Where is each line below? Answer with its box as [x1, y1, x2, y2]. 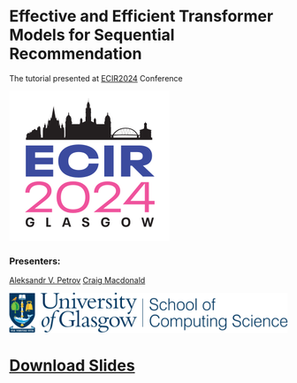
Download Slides [9, 356, 135, 375]
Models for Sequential [9, 25, 175, 45]
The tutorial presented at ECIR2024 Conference [9, 73, 183, 83]
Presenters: [9, 255, 61, 267]
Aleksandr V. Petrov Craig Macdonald [9, 275, 146, 286]
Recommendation [9, 44, 142, 64]
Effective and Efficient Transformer [9, 6, 274, 27]
